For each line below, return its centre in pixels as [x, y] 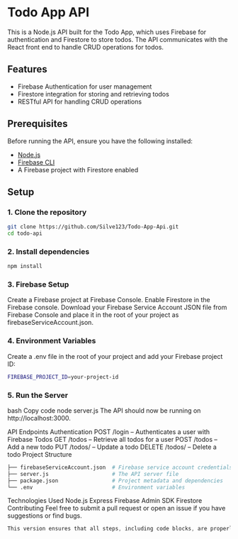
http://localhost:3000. [39, 418]
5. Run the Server [38, 395]
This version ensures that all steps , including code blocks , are [107, 529]
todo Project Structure [40, 454]
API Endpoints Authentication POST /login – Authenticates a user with [109, 432]
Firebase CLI [36, 162]
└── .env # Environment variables [96, 487]
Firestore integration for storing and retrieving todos [93, 94]
